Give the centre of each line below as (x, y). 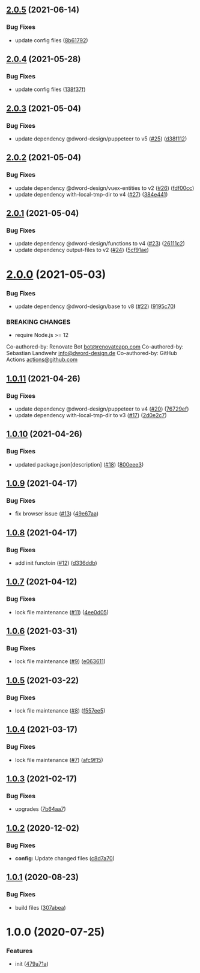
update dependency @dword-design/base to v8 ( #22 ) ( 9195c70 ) (95, 306)
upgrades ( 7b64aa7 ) (40, 809)
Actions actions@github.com (42, 360)
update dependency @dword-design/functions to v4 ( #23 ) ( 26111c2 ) (100, 244)
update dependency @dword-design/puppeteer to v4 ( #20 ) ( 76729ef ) (102, 409)
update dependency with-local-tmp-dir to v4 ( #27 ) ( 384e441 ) (91, 194)
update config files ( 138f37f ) (50, 89)
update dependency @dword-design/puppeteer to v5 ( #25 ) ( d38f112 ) (101, 139)
